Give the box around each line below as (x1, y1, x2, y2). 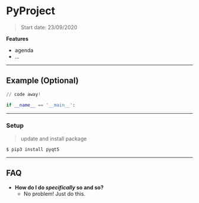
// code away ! (6, 91, 41, 97)
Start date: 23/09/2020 (20, 24, 78, 31)
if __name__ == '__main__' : (6, 102, 76, 108)
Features (6, 35, 28, 42)
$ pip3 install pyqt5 (6, 146, 60, 152)
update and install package (20, 135, 87, 142)
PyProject (6, 4, 56, 18)
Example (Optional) (6, 76, 79, 86)
